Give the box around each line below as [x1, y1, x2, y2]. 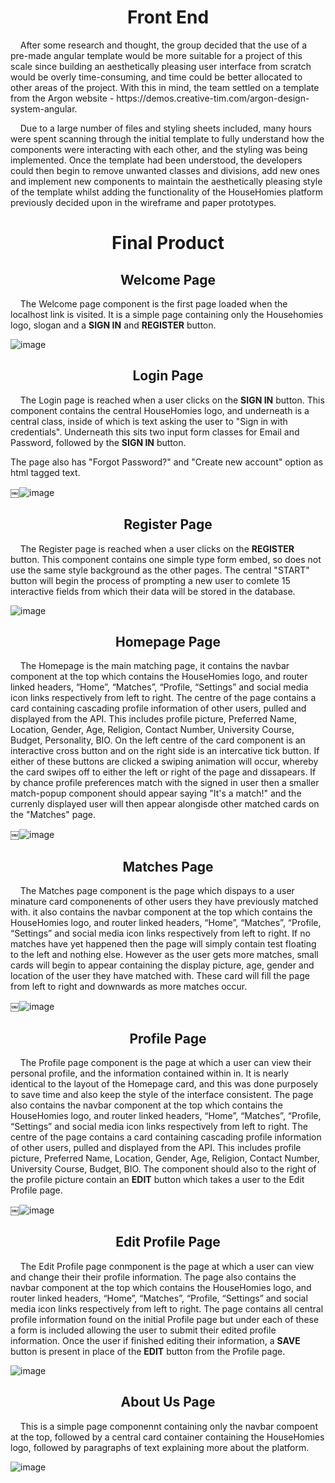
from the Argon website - [10, 92, 115, 104]
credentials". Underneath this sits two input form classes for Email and [10, 426, 300, 438]
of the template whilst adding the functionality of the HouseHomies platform [10, 186, 323, 198]
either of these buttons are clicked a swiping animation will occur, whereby [10, 756, 319, 768]
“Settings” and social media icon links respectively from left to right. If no [10, 927, 311, 940]
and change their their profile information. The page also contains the [10, 1271, 297, 1283]
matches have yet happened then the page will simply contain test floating [10, 938, 317, 950]
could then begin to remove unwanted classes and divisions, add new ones [10, 164, 320, 176]
